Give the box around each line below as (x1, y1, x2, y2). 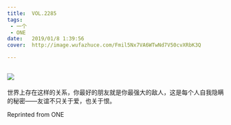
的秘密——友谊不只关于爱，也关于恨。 (7, 96, 115, 105)
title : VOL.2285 (7, 10, 57, 17)
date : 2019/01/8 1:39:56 (7, 36, 85, 42)
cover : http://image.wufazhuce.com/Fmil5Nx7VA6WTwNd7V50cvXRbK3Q (7, 42, 201, 48)
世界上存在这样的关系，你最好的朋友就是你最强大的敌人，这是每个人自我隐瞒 (7, 88, 224, 96)
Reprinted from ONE (7, 110, 65, 118)
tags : (7, 16, 23, 23)
